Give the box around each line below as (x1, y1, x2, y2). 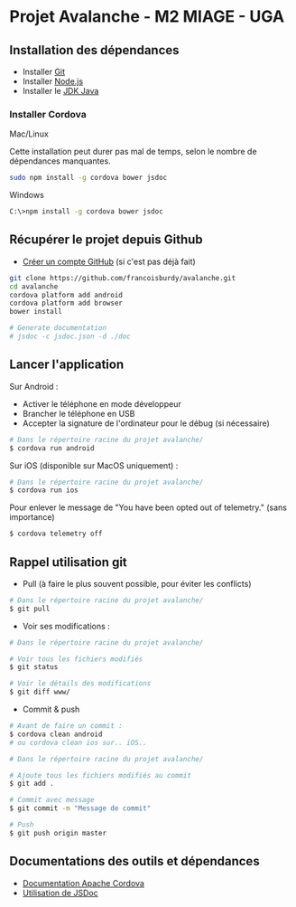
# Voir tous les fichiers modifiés (9, 654, 143, 664)
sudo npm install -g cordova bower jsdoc (9, 174, 168, 183)
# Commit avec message (9, 796, 95, 805)
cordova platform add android (9, 290, 124, 299)
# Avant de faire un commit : (9, 722, 124, 731)
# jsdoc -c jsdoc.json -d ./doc (9, 332, 131, 341)
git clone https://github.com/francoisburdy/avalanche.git (9, 273, 236, 282)
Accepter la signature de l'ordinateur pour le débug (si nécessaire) (22, 418, 271, 429)
